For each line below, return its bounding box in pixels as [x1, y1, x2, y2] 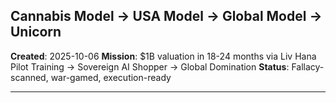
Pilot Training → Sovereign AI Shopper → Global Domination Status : [10, 60, 290, 73]
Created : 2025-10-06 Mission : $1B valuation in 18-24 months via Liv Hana [10, 50, 317, 62]
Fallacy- [291, 60, 325, 73]
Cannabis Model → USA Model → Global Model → [10, 8, 323, 25]
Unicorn [10, 24, 62, 41]
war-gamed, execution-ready [50, 71, 172, 83]
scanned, [10, 71, 49, 83]
